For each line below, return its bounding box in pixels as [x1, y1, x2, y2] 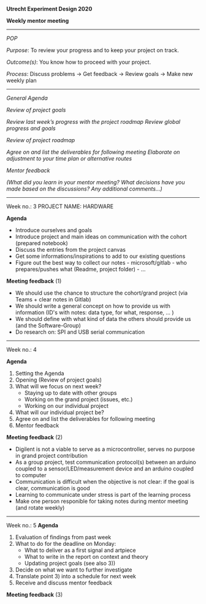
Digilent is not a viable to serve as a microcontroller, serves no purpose [15, 445, 195, 453]
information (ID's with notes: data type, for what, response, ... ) [15, 309, 174, 316]
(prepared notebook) [15, 240, 69, 247]
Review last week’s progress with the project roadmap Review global [6, 118, 181, 125]
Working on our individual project [24, 402, 109, 409]
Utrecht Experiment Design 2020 [6, 6, 93, 12]
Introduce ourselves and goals [15, 227, 93, 233]
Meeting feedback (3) [6, 591, 63, 598]
